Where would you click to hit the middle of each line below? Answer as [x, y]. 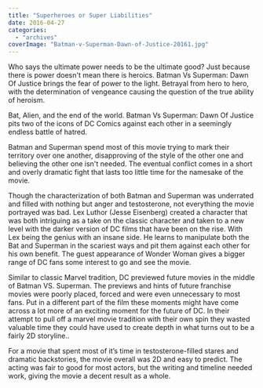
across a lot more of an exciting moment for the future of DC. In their [119, 311]
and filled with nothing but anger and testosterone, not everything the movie [131, 204]
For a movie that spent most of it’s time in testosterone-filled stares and [124, 351]
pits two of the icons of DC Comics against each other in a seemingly [120, 124]
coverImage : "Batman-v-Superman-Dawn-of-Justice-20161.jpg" [109, 45]
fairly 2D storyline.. [39, 336]
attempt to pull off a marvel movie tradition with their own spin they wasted [129, 319]
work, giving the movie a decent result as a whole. [89, 376]
